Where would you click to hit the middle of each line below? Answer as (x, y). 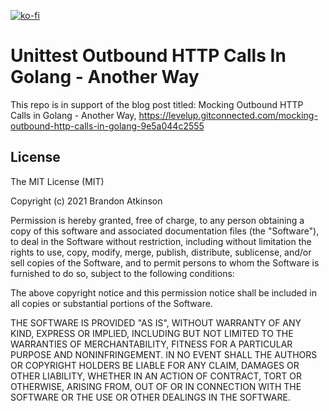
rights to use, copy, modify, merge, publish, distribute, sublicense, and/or (161, 252)
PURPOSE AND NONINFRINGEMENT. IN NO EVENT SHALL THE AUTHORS (164, 354)
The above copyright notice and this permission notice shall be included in (163, 292)
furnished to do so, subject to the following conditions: (122, 273)
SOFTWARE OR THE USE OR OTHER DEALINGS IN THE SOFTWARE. (150, 397)
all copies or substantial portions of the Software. (111, 303)
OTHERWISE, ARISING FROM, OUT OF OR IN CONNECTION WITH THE (156, 386)
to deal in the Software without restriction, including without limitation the (161, 241)
